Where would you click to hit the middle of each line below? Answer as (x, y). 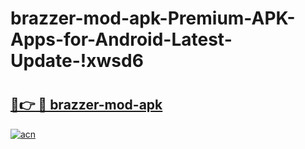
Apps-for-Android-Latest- (121, 39)
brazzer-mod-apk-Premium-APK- (153, 18)
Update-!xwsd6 (77, 61)
